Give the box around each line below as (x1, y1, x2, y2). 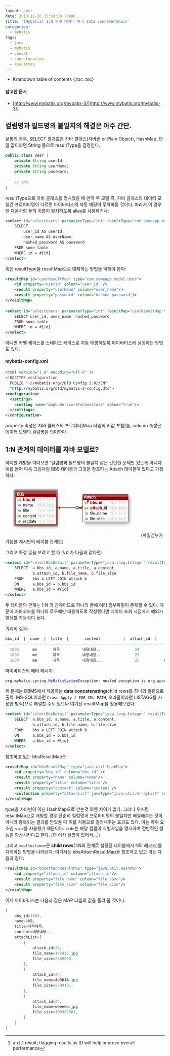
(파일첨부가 (141, 532, 163, 538)
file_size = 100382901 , (32, 1010, 78, 1015)
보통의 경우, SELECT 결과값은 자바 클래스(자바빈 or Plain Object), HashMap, (5, 136, 158, 142)
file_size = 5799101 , (32, 982, 73, 988)
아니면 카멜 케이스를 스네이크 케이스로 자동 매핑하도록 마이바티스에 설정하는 (5, 340, 154, 346)
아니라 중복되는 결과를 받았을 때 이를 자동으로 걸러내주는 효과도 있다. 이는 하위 (5, 819, 159, 825)
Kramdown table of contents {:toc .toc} (12, 76, 94, 82)
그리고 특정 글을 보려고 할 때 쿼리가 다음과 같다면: (5, 550, 103, 556)
